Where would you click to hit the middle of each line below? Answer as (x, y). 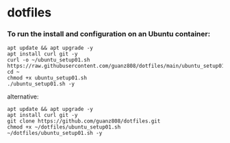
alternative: (23, 96)
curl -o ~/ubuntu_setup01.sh (49, 60)
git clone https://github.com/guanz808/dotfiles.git (84, 121)
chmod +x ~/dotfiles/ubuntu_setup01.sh (64, 127)
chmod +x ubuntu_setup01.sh (47, 78)
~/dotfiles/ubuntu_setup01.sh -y (55, 133)
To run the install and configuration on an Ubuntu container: (109, 34)
